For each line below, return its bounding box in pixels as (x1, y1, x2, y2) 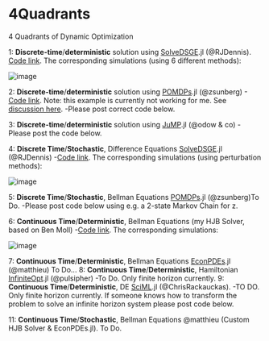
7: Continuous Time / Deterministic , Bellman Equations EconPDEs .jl (8, 256, 231, 266)
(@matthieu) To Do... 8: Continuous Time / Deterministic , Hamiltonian (8, 264, 239, 274)
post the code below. (31, 128, 102, 138)
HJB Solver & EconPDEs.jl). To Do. (8, 323, 122, 333)
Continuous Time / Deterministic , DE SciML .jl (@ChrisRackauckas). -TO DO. (8, 281, 260, 291)
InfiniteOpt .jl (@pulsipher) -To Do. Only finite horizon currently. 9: (8, 273, 225, 283)
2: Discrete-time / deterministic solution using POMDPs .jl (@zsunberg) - (8, 86, 248, 97)
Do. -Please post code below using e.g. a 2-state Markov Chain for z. (8, 201, 238, 210)
